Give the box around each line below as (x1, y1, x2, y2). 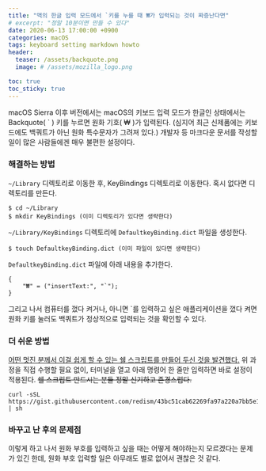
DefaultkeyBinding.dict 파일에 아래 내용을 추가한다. (8, 259, 173, 269)
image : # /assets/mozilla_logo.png (15, 63, 133, 71)
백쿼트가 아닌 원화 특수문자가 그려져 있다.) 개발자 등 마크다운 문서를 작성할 (28, 127, 258, 137)
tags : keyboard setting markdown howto (8, 41, 140, 49)
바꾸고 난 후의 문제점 (8, 424, 82, 435)
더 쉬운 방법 (8, 336, 50, 347)
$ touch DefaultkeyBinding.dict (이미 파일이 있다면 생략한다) (8, 245, 201, 253)
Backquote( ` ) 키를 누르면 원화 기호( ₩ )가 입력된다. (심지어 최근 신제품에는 (8, 117, 244, 127)
